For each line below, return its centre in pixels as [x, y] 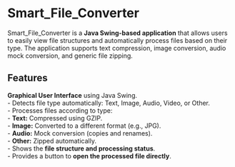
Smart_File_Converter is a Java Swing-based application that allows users [117, 33]
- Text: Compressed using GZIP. [55, 118]
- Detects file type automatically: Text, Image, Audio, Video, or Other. [109, 103]
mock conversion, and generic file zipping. [70, 56]
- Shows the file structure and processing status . [81, 148]
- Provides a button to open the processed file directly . [89, 156]
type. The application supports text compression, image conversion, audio [117, 48]
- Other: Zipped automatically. [52, 141]
